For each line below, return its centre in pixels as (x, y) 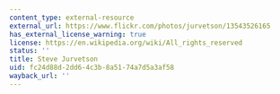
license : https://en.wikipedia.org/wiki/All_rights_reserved (126, 43)
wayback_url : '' (39, 76)
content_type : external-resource (72, 17)
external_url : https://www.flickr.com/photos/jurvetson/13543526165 (140, 26)
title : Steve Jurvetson (54, 59)
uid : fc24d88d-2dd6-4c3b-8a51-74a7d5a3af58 (92, 68)
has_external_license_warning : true (78, 34)
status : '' (30, 51)
